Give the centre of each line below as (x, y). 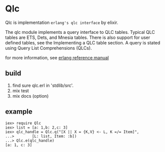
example (19, 112)
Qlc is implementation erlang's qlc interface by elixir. (62, 22)
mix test (20, 91)
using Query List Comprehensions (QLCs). (49, 48)
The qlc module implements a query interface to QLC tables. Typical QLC (80, 32)
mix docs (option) (30, 96)
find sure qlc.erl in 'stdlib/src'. (43, 85)
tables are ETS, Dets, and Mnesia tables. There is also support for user (78, 37)
